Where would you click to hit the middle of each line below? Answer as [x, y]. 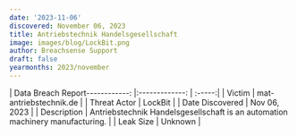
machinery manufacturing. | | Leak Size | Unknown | [105, 121]
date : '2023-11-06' [46, 17]
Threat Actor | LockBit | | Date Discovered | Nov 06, [184, 102]
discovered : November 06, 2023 [68, 26]
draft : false [34, 59]
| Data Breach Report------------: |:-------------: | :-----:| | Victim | [132, 93]
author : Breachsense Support [64, 51]
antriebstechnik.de [44, 102]
